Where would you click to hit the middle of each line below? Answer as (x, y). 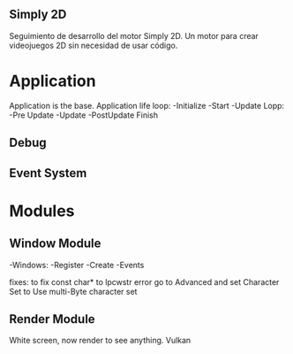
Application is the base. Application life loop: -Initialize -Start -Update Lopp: (147, 105)
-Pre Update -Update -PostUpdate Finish (84, 115)
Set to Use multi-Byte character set (73, 291)
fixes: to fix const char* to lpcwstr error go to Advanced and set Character (144, 281)
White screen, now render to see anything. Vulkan (100, 341)
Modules (42, 211)
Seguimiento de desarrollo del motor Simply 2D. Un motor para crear (134, 35)
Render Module (52, 319)
